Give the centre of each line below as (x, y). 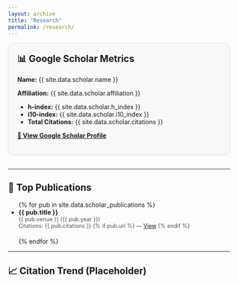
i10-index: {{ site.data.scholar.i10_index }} (89, 114)
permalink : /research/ (41, 27)
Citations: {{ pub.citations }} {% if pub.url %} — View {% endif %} (104, 225)
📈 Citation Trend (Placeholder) (77, 271)
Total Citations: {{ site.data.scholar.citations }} (96, 121)
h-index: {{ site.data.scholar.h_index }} (84, 107)
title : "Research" (35, 20)
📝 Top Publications (50, 188)
